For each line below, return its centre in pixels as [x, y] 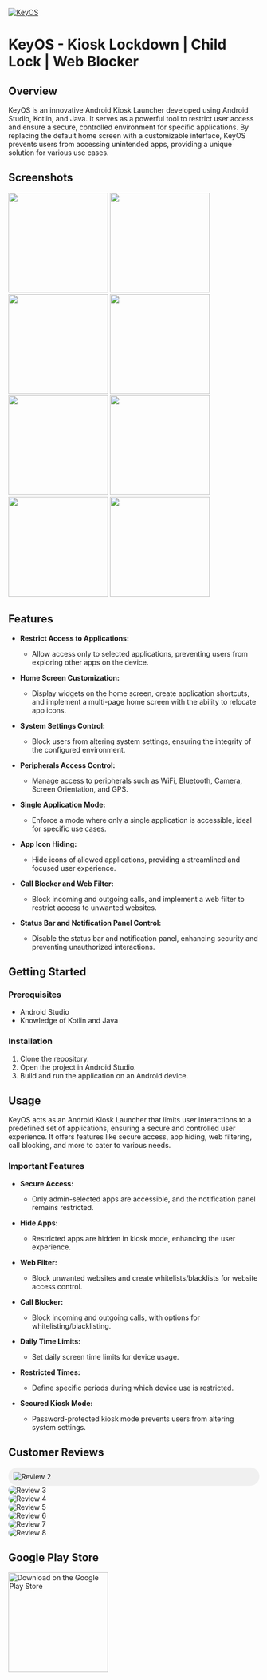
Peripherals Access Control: [67, 765]
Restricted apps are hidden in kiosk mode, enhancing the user [133, 1238]
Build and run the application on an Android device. [104, 1075]
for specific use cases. [69, 828]
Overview [33, 91]
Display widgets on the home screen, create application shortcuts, [140, 693]
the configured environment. [79, 749]
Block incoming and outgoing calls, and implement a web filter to [138, 899]
